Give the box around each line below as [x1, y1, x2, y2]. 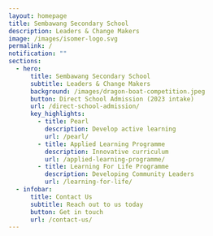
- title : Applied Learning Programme [37, 139, 165, 148]
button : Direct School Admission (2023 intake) [29, 95, 195, 103]
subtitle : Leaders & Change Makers [29, 79, 151, 88]
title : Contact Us [29, 192, 93, 201]
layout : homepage [8, 11, 67, 20]
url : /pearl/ [44, 132, 89, 140]
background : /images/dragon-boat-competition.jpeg [29, 87, 206, 96]
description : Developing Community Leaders [44, 170, 195, 178]
